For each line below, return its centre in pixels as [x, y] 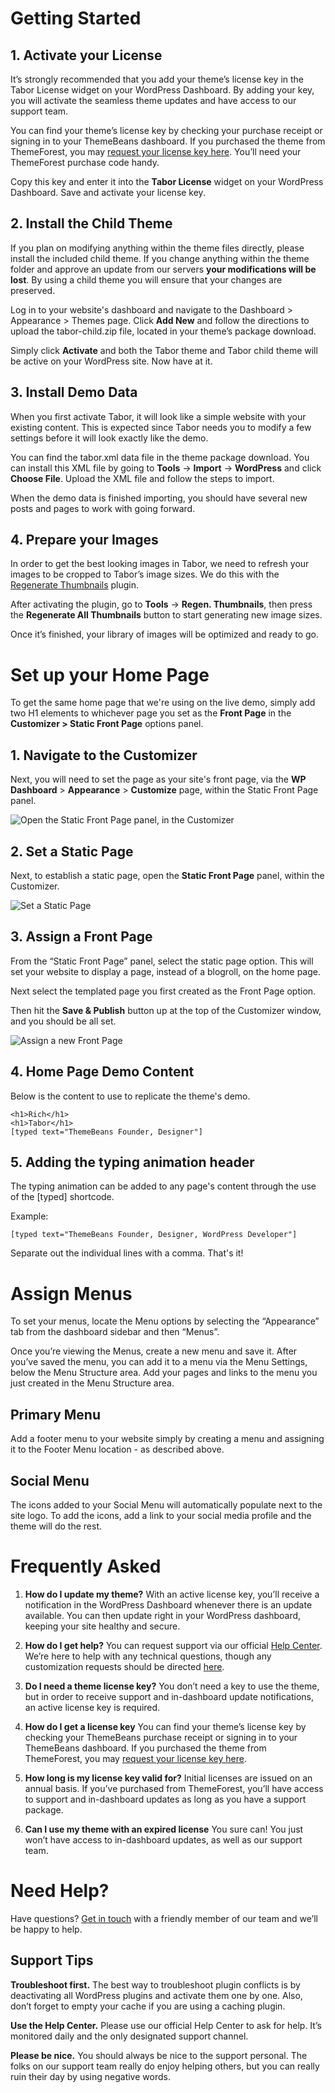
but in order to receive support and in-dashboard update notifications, [169, 1696]
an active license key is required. [92, 1707]
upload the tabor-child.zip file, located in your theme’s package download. [163, 331]
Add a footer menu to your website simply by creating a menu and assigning [167, 1439]
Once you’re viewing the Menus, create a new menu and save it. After [154, 1351]
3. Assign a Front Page [81, 937]
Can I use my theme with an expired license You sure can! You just [164, 1829]
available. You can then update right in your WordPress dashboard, [163, 1615]
